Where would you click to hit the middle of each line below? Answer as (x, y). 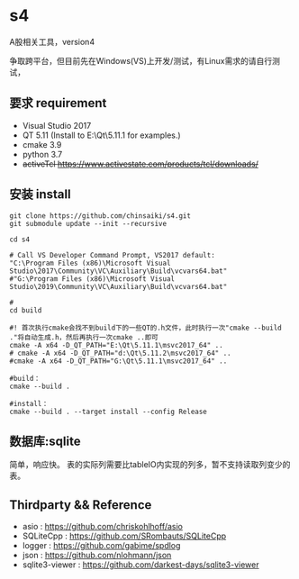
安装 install (40, 195)
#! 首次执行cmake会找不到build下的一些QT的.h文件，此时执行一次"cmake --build (145, 328)
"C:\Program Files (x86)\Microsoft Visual (90, 263)
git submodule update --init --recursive (88, 223)
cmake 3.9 (42, 144)
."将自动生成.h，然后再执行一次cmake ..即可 (84, 337)
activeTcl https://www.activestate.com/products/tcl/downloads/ (140, 164)
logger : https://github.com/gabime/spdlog (101, 546)
